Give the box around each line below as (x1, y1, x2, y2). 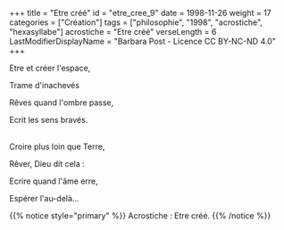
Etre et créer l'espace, (9, 62, 91, 73)
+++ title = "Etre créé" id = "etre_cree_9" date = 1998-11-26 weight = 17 (9, 8, 272, 18)
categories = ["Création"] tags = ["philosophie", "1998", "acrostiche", (9, 17, 263, 28)
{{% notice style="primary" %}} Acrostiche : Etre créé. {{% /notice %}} (9, 210, 271, 221)
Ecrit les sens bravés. (9, 115, 88, 125)
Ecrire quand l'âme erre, (9, 176, 98, 186)
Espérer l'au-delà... (9, 193, 79, 203)
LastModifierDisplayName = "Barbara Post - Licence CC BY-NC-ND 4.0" (9, 36, 277, 46)
